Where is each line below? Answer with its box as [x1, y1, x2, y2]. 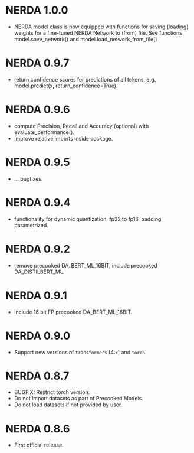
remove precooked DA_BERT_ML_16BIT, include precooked [14, 262, 157, 269]
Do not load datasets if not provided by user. [14, 401, 123, 408]
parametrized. [14, 221, 48, 229]
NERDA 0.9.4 [5, 195, 71, 209]
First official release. [14, 441, 64, 449]
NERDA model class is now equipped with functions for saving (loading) [14, 23, 189, 30]
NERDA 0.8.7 [5, 369, 70, 383]
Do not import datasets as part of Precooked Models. [14, 395, 144, 402]
